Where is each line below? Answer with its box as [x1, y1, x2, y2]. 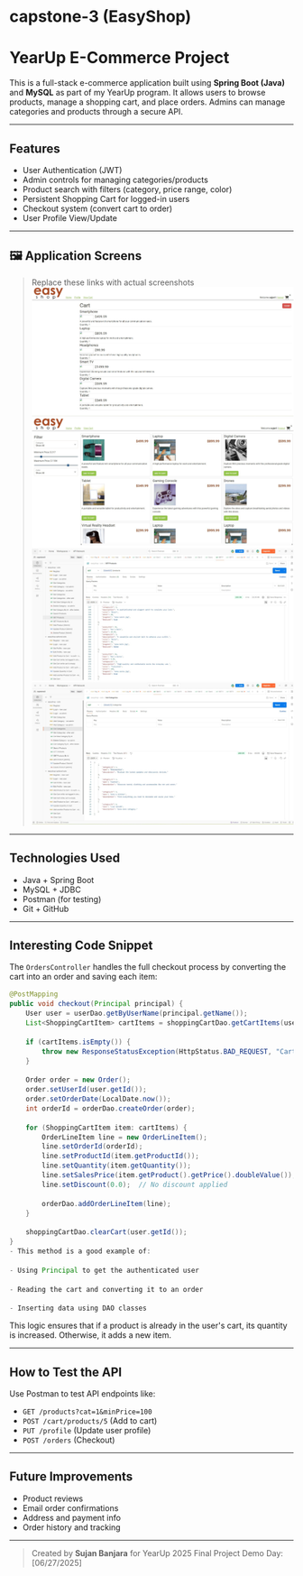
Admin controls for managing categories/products [22, 174, 209, 185]
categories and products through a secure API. [9, 106, 183, 117]
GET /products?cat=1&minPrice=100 [22, 1407, 152, 1416]
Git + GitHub [22, 903, 69, 914]
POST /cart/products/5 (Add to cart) [22, 1415, 158, 1426]
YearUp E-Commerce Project [9, 48, 230, 69]
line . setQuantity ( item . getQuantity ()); [41, 1161, 192, 1170]
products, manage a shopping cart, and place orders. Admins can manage [9, 97, 286, 107]
